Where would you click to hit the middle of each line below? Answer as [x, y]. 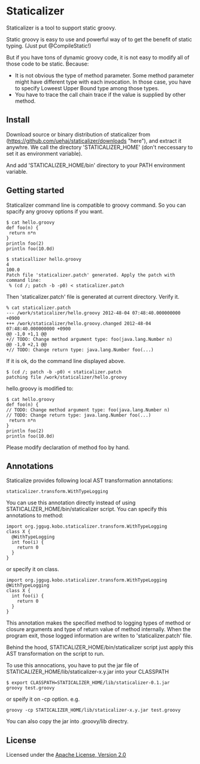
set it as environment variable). [44, 153]
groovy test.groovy [31, 688]
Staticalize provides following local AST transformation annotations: [90, 481]
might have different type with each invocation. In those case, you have [103, 82]
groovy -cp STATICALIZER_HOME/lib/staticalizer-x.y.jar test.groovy [93, 711]
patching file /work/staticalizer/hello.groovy [67, 377]
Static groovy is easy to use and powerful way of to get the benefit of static [99, 39]
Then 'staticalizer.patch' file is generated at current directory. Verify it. [93, 296]
